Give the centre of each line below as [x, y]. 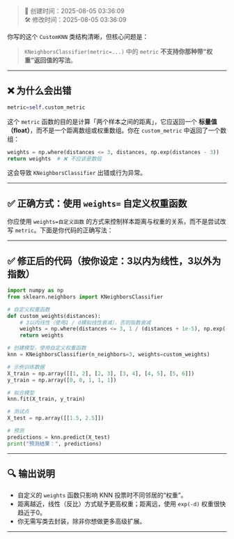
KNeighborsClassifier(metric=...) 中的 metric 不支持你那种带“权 [118, 51]
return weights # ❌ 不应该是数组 [55, 159]
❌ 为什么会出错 [39, 91]
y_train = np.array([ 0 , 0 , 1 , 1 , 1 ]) [62, 380]
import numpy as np [36, 291]
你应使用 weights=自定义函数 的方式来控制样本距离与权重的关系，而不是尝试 [114, 222]
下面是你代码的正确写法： [76, 230]
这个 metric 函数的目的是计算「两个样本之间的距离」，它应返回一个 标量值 [112, 121]
